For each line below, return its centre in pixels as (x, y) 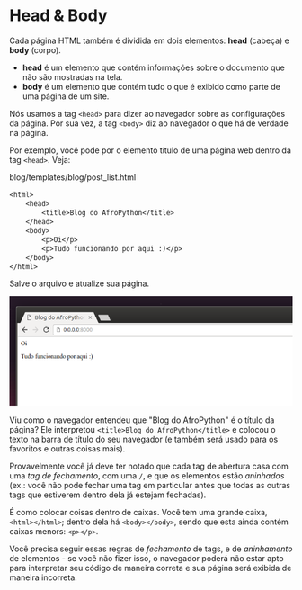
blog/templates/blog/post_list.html (73, 177)
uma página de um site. (66, 96)
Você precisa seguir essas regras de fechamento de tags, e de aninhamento (151, 549)
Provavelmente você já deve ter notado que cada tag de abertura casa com (149, 466)
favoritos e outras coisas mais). (67, 448)
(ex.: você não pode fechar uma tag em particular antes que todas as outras (150, 485)
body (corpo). (35, 49)
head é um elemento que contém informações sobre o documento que (153, 67)
